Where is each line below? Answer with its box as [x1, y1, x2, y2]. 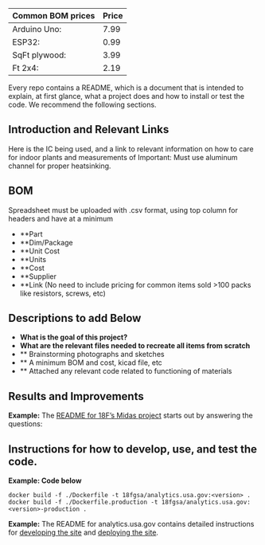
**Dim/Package [19, 237, 73, 247]
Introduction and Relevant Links [8, 123, 170, 136]
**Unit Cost [19, 246, 60, 256]
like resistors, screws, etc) [19, 288, 106, 298]
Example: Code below [8, 476, 82, 485]
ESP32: [12, 37, 41, 47]
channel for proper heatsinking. [8, 161, 111, 171]
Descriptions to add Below [8, 312, 142, 325]
